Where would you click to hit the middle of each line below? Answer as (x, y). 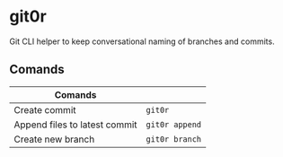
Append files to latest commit (75, 125)
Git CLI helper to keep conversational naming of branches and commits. (142, 41)
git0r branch (174, 139)
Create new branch (54, 139)
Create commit (45, 109)
